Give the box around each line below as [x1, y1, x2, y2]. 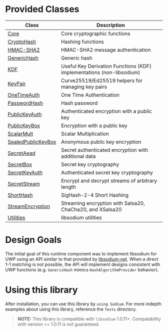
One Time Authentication [60, 91, 120, 98]
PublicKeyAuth [7, 111, 42, 118]
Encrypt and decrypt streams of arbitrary [60, 177, 157, 184]
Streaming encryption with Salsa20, [60, 199, 145, 206]
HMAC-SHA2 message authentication [60, 46, 151, 53]
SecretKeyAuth [7, 169, 43, 176]
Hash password [60, 99, 98, 106]
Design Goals [5, 234, 61, 246]
